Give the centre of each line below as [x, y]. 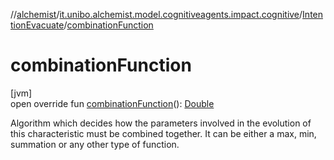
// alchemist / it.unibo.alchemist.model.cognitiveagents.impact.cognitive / [156, 14]
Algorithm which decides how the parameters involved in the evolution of [161, 123]
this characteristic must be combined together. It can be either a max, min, [163, 133]
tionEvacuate [37, 25]
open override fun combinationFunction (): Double [112, 103]
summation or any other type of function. [95, 144]
